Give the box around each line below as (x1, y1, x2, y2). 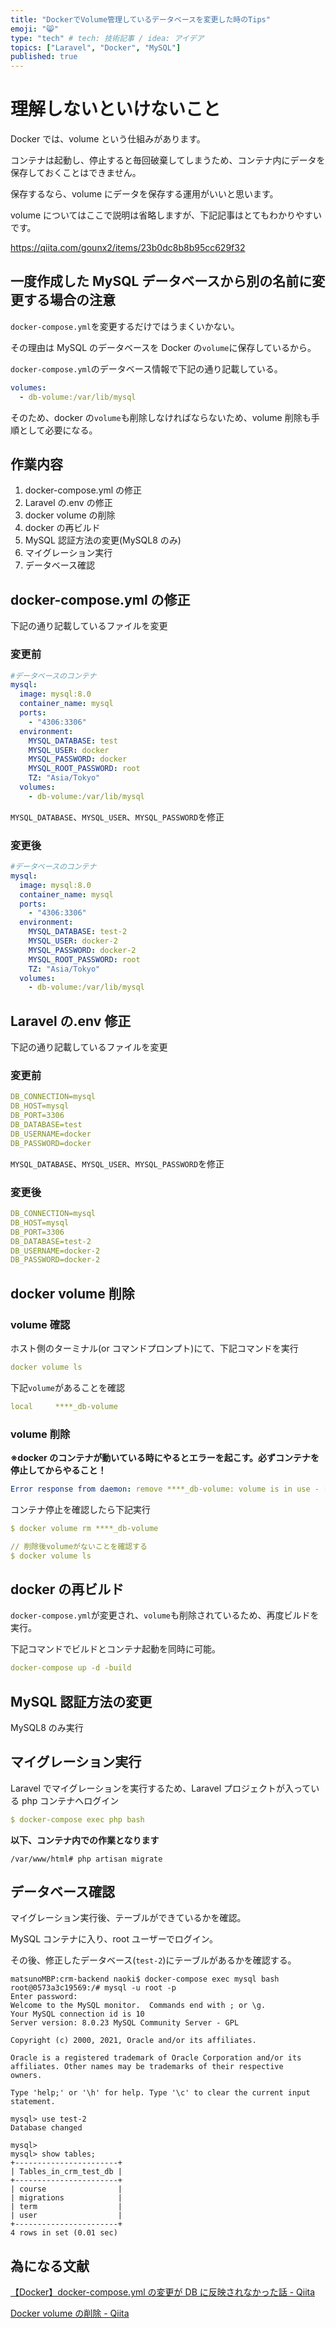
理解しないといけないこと (10, 98, 222, 121)
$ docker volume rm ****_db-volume (10, 1523, 159, 1533)
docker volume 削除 (10, 1285, 135, 1302)
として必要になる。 (18, 424, 98, 436)
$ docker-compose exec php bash (10, 1814, 145, 1825)
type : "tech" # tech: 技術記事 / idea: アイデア (10, 33, 205, 43)
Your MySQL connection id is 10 (10, 2009, 145, 2020)
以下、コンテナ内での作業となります (10, 1834, 160, 1846)
